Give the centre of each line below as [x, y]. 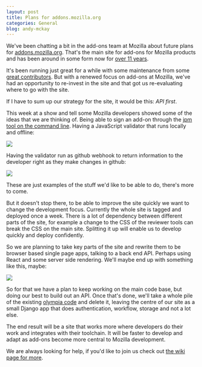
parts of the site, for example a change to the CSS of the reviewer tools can [100, 222]
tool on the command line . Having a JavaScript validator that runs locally [96, 126]
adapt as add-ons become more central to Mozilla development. [86, 340]
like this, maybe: [27, 266]
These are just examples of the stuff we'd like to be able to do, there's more [100, 185]
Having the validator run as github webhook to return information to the [95, 155]
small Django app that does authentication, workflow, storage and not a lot [99, 308]
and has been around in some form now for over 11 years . [77, 59]
